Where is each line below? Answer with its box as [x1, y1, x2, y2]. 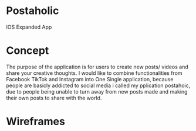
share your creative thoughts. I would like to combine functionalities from [6, 69, 183, 77]
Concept [6, 44, 49, 57]
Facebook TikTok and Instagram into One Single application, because [6, 75, 174, 82]
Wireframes [6, 115, 66, 128]
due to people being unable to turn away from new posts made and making [6, 88, 188, 95]
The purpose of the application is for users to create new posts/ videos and [6, 63, 189, 70]
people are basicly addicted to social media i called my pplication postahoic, [6, 82, 191, 89]
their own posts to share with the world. [6, 94, 102, 101]
